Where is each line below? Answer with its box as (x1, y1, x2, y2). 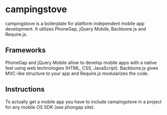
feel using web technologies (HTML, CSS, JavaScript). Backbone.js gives (5, 65, 158, 71)
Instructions (5, 85, 45, 94)
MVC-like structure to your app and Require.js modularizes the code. (5, 70, 149, 76)
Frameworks (5, 46, 46, 54)
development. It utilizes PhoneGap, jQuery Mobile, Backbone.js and (5, 25, 146, 32)
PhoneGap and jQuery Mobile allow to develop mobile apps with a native (5, 60, 157, 66)
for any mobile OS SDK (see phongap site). (5, 104, 95, 110)
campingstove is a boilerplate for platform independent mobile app (5, 20, 145, 26)
